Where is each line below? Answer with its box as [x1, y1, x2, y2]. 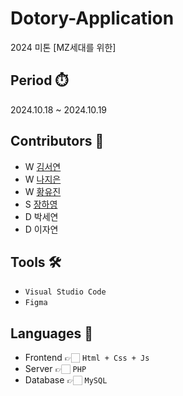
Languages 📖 [10, 325, 93, 342]
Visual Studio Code [24, 287, 107, 297]
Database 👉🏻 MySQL [24, 374, 108, 386]
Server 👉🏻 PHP [24, 363, 87, 375]
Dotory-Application [10, 7, 175, 30]
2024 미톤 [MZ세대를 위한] [10, 41, 117, 53]
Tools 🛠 [10, 253, 62, 271]
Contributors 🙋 [10, 133, 105, 150]
